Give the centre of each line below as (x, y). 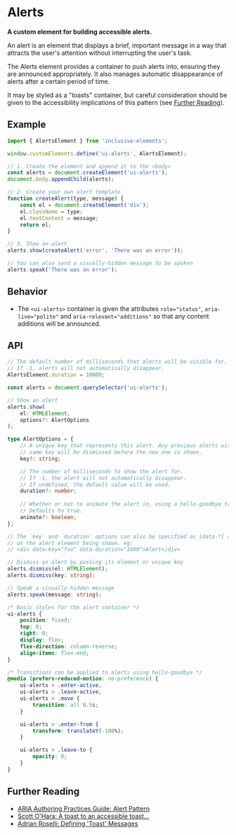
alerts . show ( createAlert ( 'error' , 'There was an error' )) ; (96, 250)
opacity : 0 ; (50, 757)
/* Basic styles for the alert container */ (73, 607)
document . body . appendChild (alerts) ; (61, 179)
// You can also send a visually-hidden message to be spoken (100, 263)
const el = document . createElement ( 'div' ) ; (85, 205)
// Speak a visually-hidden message (61, 588)
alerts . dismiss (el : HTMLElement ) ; (58, 569)
